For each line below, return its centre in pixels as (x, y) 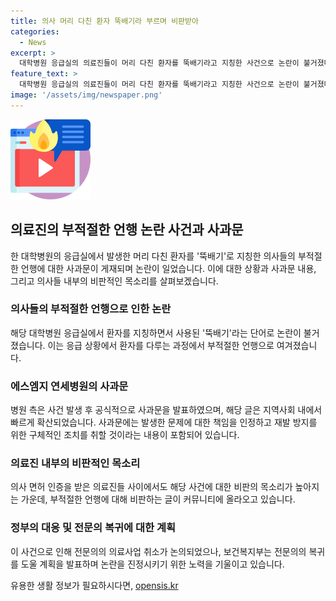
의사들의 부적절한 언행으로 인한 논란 (91, 309)
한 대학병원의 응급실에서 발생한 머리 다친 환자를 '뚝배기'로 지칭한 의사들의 (153, 256)
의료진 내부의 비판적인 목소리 (75, 463)
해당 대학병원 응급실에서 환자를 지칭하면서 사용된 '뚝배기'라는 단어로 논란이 (156, 332)
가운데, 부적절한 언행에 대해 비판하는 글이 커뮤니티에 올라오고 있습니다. (158, 499)
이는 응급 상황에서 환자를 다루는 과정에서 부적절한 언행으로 (161, 345)
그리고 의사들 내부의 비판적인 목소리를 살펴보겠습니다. (114, 281)
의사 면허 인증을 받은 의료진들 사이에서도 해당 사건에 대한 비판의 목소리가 (151, 487)
